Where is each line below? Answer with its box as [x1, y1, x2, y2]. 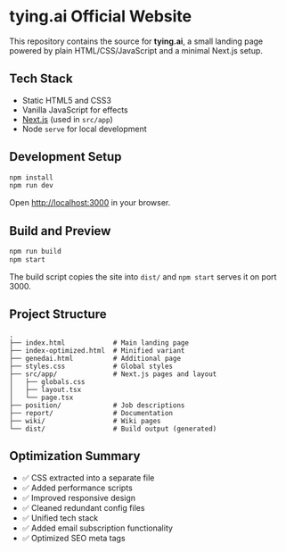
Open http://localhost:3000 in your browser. [9, 197, 171, 208]
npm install [9, 172, 53, 182]
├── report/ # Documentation [9, 408, 174, 417]
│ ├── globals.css [9, 377, 86, 386]
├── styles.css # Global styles [9, 362, 174, 371]
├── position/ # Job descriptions [9, 400, 185, 410]
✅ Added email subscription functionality [21, 523, 174, 533]
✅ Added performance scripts [21, 482, 134, 493]
